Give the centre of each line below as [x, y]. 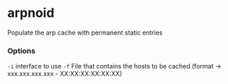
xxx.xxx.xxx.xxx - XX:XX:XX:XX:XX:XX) [65, 74]
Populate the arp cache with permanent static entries [85, 32]
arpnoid [31, 13]
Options [21, 51]
